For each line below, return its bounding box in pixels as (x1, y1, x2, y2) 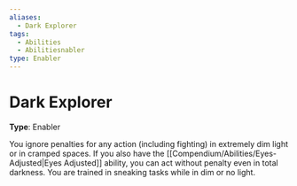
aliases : (9, 12, 42, 22)
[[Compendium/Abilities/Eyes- (166, 148, 277, 159)
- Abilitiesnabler (17, 46, 86, 55)
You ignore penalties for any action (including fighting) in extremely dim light (9, 138, 289, 149)
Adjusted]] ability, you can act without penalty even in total (63, 157, 278, 168)
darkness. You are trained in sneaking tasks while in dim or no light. (9, 167, 255, 177)
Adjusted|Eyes (9, 157, 62, 168)
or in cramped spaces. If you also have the (9, 148, 166, 159)
